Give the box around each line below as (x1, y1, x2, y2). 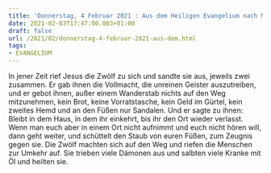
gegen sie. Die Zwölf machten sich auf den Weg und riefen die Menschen (8, 140, 252, 149)
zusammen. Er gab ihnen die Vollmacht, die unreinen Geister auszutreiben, (8, 80, 256, 89)
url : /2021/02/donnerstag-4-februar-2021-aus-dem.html (8, 34, 197, 43)
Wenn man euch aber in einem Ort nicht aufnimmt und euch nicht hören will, (8, 122, 262, 132)
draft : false (8, 27, 52, 35)
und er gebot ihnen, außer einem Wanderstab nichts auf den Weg (8, 89, 226, 97)
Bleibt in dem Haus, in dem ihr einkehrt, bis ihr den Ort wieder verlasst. (8, 114, 244, 123)
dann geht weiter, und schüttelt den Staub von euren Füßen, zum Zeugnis (8, 131, 252, 141)
